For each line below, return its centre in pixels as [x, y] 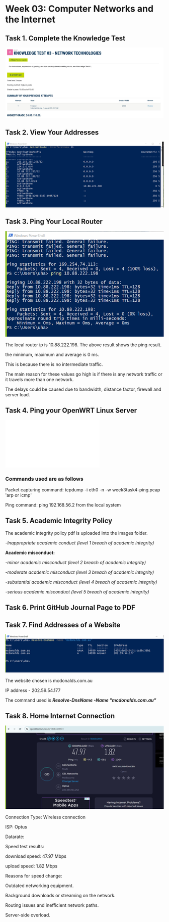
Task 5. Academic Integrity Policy [59, 521]
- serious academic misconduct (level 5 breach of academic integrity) [77, 591]
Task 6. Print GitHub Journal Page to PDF [70, 608]
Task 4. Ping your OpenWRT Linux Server [71, 411]
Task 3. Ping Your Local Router [54, 222]
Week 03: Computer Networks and [79, 9]
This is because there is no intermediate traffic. [54, 364]
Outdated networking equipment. [39, 886]
